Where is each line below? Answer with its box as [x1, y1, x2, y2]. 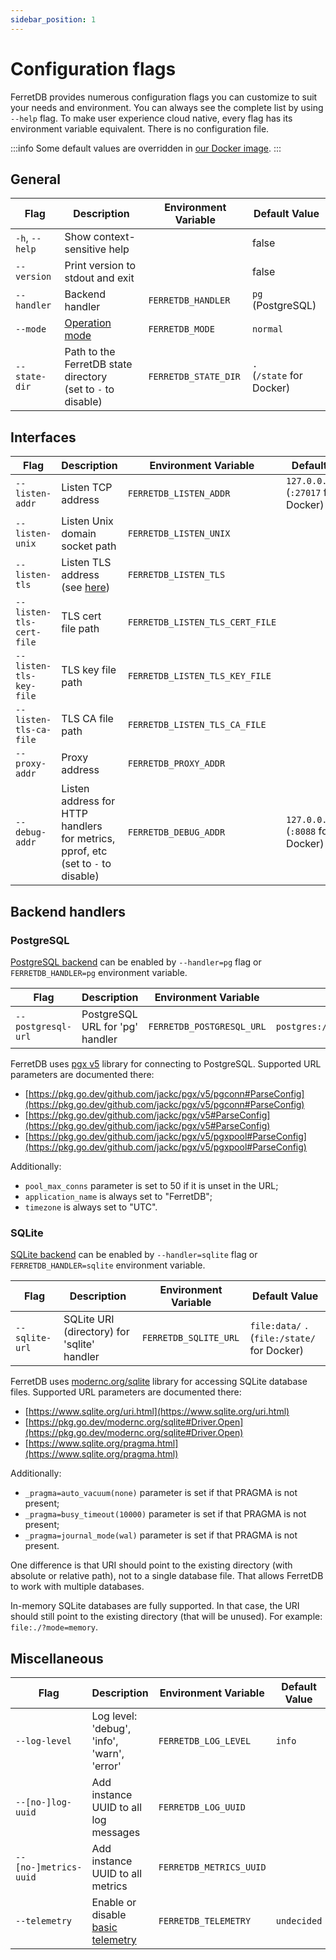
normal [252, 324, 284, 335]
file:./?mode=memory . [10, 1621, 99, 1633]
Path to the [64, 345, 116, 359]
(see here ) [61, 581, 111, 595]
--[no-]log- [15, 1796, 73, 1808]
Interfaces [10, 429, 77, 446]
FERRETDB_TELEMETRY [158, 1915, 252, 1926]
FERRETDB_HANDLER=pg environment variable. [10, 966, 188, 978]
